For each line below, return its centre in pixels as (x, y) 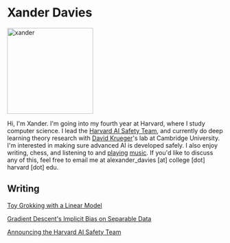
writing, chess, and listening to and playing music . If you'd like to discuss (110, 152)
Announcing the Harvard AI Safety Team (64, 232)
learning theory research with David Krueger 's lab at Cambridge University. (114, 138)
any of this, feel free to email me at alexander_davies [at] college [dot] (106, 160)
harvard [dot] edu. (33, 167)
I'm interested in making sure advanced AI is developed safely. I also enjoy (113, 145)
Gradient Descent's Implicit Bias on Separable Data (79, 218)
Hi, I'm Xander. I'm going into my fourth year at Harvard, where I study (106, 123)
